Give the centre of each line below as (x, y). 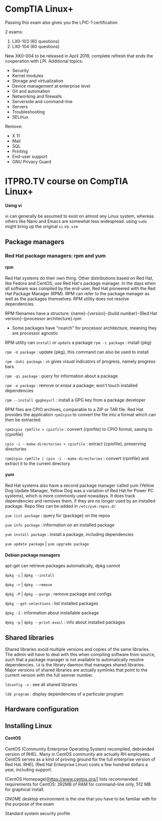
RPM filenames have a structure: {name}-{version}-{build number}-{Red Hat (81, 313)
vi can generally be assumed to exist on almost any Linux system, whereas (80, 216)
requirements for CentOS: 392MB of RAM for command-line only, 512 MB (78, 785)
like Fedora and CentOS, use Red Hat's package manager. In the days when (81, 283)
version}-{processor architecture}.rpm (43, 318)
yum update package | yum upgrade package (47, 544)
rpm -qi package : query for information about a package (62, 376)
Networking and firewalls (37, 96)
